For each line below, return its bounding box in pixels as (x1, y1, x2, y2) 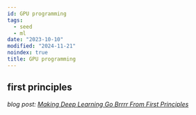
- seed (13, 23, 33, 30)
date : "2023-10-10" (7, 36, 64, 43)
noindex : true (7, 49, 49, 56)
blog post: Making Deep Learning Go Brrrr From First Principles (7, 100, 189, 108)
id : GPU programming (7, 10, 67, 17)
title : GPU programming (7, 56, 76, 63)
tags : (7, 17, 23, 24)
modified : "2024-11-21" (7, 43, 76, 49)
